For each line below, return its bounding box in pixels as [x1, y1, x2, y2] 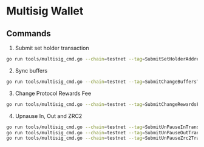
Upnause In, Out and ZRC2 [15, 112, 83, 119]
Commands [6, 28, 52, 39]
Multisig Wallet [6, 4, 84, 18]
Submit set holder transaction [15, 44, 89, 51]
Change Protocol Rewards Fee [15, 90, 92, 97]
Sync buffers [15, 67, 47, 74]
